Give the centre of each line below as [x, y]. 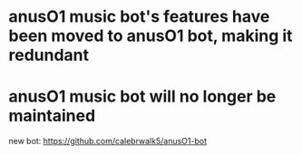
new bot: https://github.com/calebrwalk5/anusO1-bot [108, 141]
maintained [52, 116]
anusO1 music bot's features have [139, 17]
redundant [49, 55]
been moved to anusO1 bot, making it [151, 36]
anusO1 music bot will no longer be [142, 97]
